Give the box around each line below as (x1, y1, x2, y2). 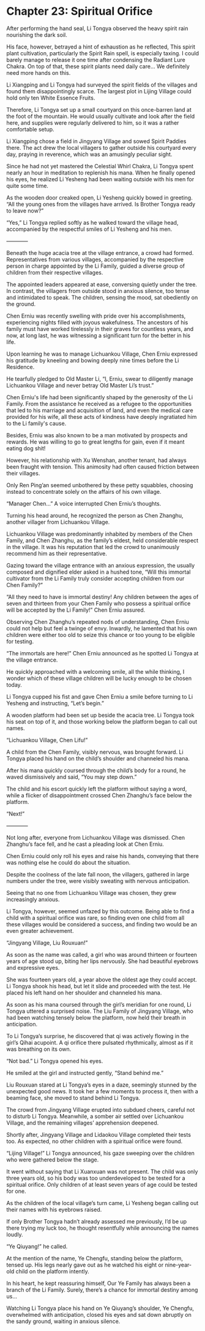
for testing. (6, 638, 34, 645)
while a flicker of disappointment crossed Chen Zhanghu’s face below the (6, 791, 192, 799)
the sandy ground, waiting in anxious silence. (6, 1317, 121, 1325)
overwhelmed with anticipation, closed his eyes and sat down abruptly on (6, 1311, 192, 1318)
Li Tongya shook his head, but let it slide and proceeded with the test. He (6, 982, 191, 989)
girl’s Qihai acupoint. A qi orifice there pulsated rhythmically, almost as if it (6, 1039, 193, 1046)
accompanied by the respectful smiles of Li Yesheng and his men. (6, 225, 173, 233)
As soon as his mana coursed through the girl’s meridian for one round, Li (6, 1001, 192, 1008)
